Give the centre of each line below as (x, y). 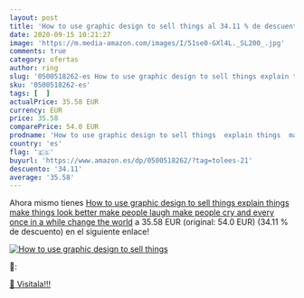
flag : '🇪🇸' (32, 152)
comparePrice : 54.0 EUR (54, 127)
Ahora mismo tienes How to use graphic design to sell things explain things (149, 203)
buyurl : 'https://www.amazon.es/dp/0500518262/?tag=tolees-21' (131, 160)
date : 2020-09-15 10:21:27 (60, 34)
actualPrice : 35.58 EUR (54, 102)
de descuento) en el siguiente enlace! (79, 232)
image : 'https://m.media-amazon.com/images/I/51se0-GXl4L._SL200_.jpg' (147, 43)
